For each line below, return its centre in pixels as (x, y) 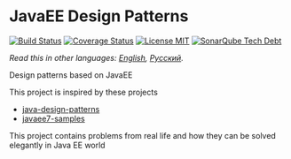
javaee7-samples (54, 118)
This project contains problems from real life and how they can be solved (143, 135)
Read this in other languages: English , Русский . (96, 57)
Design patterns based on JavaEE (71, 75)
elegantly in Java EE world (57, 145)
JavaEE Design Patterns (99, 16)
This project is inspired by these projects (83, 92)
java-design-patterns (61, 109)
